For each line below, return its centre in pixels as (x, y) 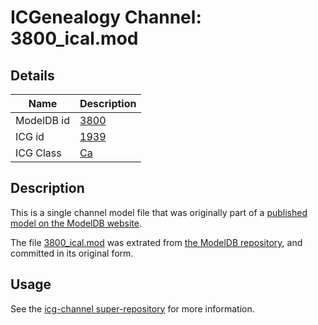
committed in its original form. (72, 253)
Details (32, 75)
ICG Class (38, 153)
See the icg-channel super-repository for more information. (132, 308)
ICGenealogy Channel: (106, 17)
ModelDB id (43, 120)
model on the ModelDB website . (76, 223)
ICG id (30, 136)
